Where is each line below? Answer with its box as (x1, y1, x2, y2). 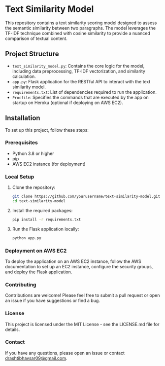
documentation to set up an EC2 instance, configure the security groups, (5, 263, 153, 269)
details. (5, 327, 20, 332)
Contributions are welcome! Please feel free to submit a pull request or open (5, 293, 160, 298)
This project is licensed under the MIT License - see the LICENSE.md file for (5, 321, 160, 327)
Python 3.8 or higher (12, 150, 54, 156)
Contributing (5, 281, 36, 288)
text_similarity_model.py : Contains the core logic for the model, (12, 63, 145, 69)
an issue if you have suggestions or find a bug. (5, 297, 100, 304)
